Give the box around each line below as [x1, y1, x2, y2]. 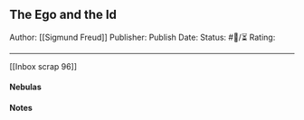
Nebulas [9, 81, 43, 93]
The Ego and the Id [9, 7, 118, 23]
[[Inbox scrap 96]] [9, 60, 78, 71]
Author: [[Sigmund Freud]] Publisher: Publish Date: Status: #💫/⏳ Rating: [9, 32, 276, 42]
